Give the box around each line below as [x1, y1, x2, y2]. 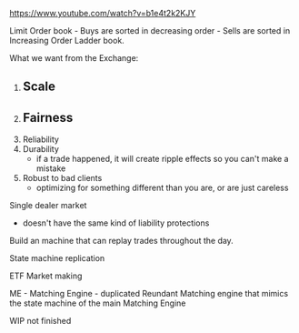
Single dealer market [9, 200, 87, 211]
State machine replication [9, 253, 105, 264]
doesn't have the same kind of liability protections [22, 217, 210, 228]
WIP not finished [9, 316, 72, 327]
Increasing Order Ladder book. [9, 35, 125, 45]
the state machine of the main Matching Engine [9, 298, 186, 308]
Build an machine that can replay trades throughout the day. [9, 236, 234, 247]
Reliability [22, 134, 59, 145]
